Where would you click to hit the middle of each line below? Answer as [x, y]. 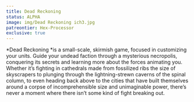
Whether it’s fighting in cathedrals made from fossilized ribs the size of [91, 68]
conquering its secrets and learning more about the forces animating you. [94, 62]
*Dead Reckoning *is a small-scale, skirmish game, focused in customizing [96, 50]
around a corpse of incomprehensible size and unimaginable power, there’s [96, 87]
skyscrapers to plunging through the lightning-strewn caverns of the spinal [96, 75]
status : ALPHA [23, 17]
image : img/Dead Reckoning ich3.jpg [50, 22]
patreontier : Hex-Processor [40, 28]
